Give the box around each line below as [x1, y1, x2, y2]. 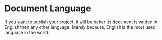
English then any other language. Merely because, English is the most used [4, 24, 156, 30]
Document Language [4, 3, 91, 14]
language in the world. [4, 29, 50, 35]
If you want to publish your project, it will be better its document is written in [4, 19, 158, 25]
